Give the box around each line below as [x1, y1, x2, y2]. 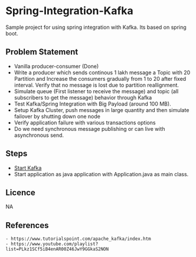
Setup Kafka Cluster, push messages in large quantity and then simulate [14, 106, 190, 113]
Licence [5, 187, 36, 197]
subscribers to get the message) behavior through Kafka [14, 94, 152, 101]
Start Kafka [14, 164, 42, 172]
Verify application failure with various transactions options [14, 119, 156, 126]
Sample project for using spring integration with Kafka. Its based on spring [5, 24, 187, 31]
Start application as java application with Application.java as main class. [14, 170, 189, 177]
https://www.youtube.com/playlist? [11, 241, 99, 247]
